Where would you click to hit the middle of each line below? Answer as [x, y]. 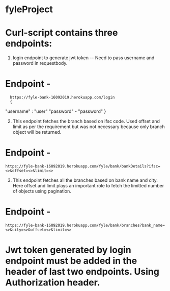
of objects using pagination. [42, 191]
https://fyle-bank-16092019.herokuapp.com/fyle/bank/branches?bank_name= [85, 225]
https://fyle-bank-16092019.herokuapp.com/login [62, 98]
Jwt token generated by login [68, 250]
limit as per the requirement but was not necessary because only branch [89, 127]
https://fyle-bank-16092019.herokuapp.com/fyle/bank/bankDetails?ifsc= [83, 166]
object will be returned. [37, 132]
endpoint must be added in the [71, 261]
